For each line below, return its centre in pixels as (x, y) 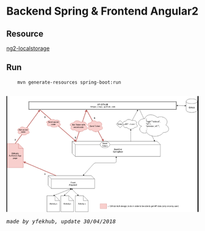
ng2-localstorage (28, 48)
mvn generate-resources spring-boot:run (69, 82)
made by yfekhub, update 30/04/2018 (61, 221)
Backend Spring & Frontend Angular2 (103, 11)
